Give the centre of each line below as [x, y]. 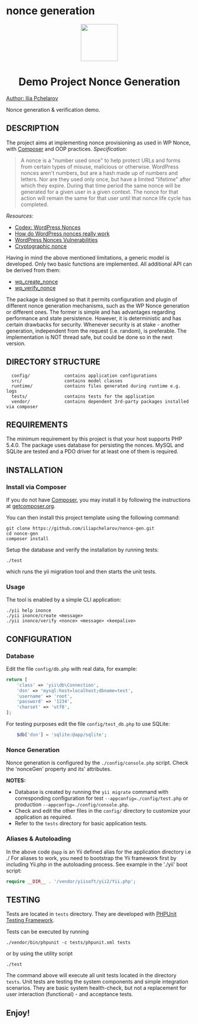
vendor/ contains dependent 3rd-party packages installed [100, 401]
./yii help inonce [29, 610]
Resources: [20, 216]
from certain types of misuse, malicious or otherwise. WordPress [100, 166]
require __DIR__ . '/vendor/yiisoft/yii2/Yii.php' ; [71, 881]
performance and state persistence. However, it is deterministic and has [94, 318]
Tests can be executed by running [48, 932]
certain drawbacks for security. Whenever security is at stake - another [93, 324]
